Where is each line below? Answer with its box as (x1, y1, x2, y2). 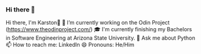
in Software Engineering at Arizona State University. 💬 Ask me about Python (5, 34, 196, 41)
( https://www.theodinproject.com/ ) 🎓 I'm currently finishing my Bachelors (5, 26, 192, 33)
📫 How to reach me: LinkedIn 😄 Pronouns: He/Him (5, 41, 135, 49)
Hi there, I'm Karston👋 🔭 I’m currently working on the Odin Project (5, 19, 170, 26)
